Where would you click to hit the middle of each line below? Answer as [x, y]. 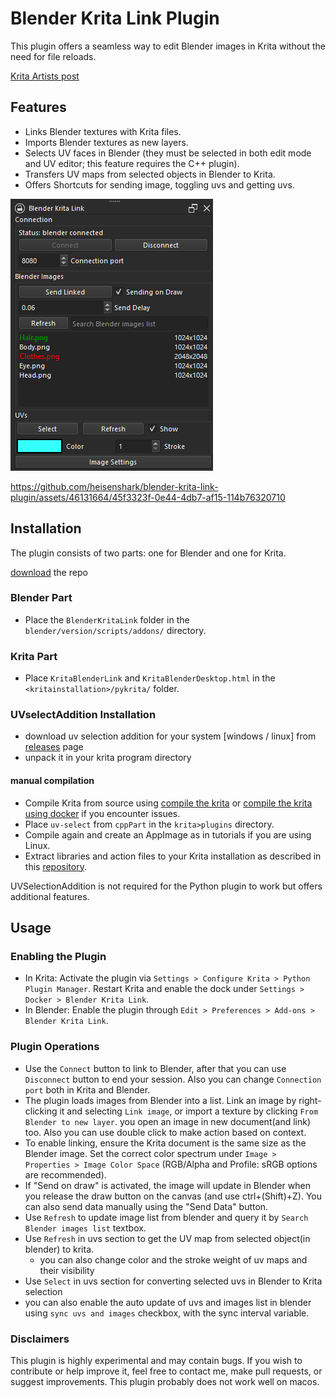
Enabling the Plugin [58, 956]
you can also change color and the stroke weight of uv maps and [173, 1259]
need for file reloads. [53, 56]
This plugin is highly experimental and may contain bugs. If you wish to [156, 1360]
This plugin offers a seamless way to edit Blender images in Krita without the [168, 46]
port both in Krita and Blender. [87, 1089]
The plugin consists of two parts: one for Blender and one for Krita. [148, 553]
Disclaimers [40, 1339]
